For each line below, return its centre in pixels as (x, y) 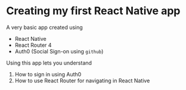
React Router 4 (33, 45)
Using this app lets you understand (49, 63)
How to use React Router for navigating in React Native (82, 81)
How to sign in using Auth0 (48, 74)
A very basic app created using (45, 27)
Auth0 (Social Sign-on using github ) (59, 51)
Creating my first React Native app (93, 11)
